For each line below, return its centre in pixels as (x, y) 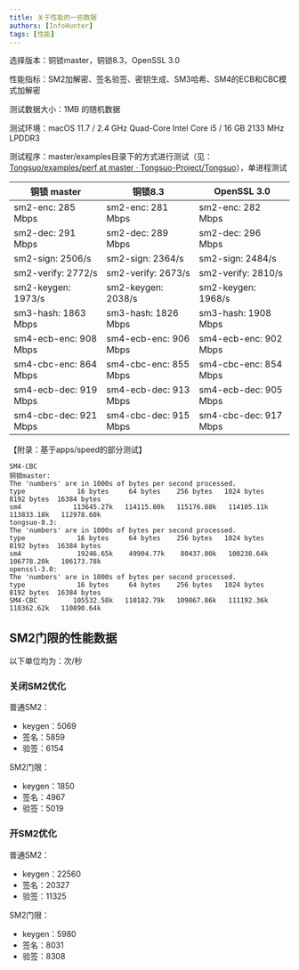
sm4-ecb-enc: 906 (148, 339)
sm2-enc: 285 (44, 207)
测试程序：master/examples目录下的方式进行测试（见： (111, 157)
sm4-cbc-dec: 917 (241, 416)
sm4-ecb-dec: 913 (148, 390)
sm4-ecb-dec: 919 (56, 390)
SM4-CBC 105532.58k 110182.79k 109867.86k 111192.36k (139, 601)
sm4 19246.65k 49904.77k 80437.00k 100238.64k (139, 554)
